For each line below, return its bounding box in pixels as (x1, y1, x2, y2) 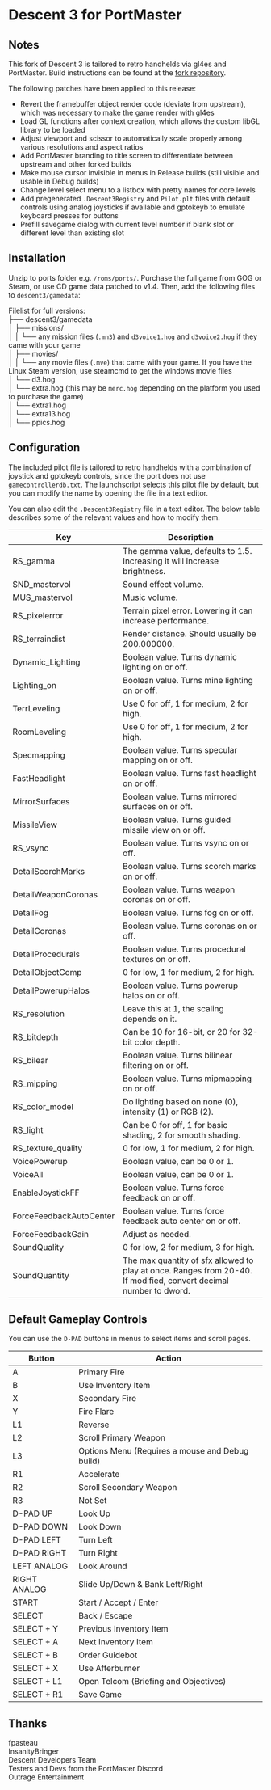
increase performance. (122, 614, 210, 626)
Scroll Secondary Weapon (77, 1482, 177, 1493)
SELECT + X (12, 1663, 59, 1674)
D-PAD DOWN (12, 1522, 69, 1533)
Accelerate (77, 1469, 120, 1480)
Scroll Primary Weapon (77, 1433, 165, 1444)
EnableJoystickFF (12, 1187, 80, 1198)
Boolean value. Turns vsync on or (122, 837, 250, 848)
